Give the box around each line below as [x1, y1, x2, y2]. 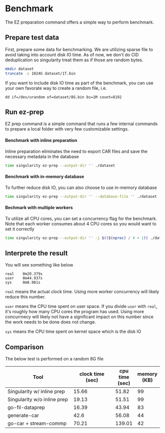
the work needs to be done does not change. [5, 319, 96, 325]
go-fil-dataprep [7, 404, 45, 411]
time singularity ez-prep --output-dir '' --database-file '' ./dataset [5, 194, 157, 199]
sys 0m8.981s [5, 280, 41, 285]
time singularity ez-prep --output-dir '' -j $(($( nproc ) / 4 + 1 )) [5, 235, 148, 241]
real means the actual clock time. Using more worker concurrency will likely [5, 289, 160, 295]
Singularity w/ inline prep [7, 388, 65, 395]
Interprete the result [5, 249, 68, 257]
